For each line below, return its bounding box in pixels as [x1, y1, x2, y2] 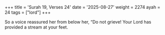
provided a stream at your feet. [4, 24, 68, 30]
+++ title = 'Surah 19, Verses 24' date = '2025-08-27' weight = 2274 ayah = [4, 4, 161, 10]
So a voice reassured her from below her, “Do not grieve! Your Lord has [4, 19, 152, 25]
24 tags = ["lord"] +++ [4, 9, 51, 15]
